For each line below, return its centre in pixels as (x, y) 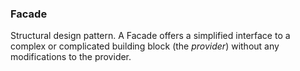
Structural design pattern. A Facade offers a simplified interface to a (150, 36)
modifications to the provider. (71, 57)
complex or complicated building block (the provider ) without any (145, 46)
